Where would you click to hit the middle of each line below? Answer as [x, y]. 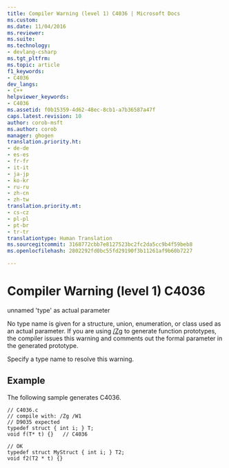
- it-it [18, 167]
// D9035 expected [33, 422]
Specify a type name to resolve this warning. [71, 359]
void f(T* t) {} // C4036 [48, 434]
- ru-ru [18, 187]
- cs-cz [18, 213]
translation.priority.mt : [44, 206]
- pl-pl [18, 219]
